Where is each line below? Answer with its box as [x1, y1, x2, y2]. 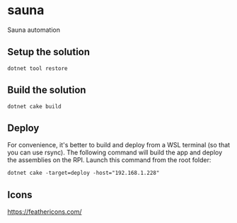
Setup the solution [7, 46, 91, 58]
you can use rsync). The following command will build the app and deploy [7, 148, 223, 157]
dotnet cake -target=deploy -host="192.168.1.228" [7, 169, 160, 177]
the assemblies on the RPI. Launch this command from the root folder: [7, 156, 212, 164]
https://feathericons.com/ [7, 207, 83, 216]
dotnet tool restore [7, 64, 69, 72]
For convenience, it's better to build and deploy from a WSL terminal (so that [7, 141, 231, 149]
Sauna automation [7, 25, 60, 34]
